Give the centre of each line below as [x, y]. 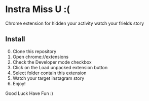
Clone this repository [34, 51]
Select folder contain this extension [49, 73]
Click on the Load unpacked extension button [60, 67]
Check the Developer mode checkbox [52, 62]
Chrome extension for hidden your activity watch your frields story [75, 23]
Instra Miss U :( [38, 9]
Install [15, 39]
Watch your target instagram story [48, 78]
